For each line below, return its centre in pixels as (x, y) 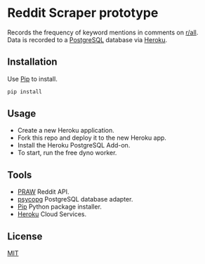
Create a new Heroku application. (66, 131)
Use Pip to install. (32, 79)
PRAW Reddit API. (43, 192)
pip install (25, 92)
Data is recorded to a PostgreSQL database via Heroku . (87, 39)
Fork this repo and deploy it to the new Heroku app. (92, 138)
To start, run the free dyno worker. (67, 153)
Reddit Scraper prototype (83, 13)
